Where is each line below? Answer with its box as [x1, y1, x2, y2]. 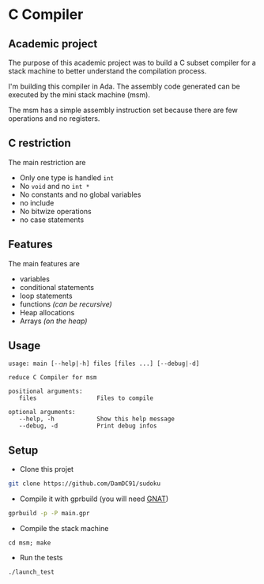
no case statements [19, 215, 85, 224]
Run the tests [19, 553, 63, 562]
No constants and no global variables [19, 190, 141, 199]
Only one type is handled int [19, 172, 115, 183]
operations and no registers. [8, 114, 100, 123]
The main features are [8, 258, 81, 268]
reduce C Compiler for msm [8, 374, 97, 382]
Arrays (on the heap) [19, 316, 88, 326]
